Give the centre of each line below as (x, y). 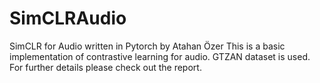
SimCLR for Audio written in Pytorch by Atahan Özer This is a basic (147, 46)
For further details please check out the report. (105, 67)
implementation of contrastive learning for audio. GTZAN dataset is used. (160, 56)
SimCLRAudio (68, 18)
